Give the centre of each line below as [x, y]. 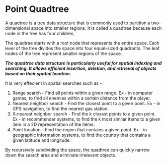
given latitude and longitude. [42, 140]
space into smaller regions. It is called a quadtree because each [96, 28]
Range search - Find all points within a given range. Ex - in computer [83, 93]
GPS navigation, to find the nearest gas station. [61, 109]
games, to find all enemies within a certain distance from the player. [82, 98]
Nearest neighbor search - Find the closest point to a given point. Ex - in [86, 103]
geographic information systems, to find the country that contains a [81, 135]
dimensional [18, 28]
